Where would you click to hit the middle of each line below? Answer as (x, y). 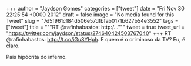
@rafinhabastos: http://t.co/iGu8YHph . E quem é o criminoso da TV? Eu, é (96, 39)
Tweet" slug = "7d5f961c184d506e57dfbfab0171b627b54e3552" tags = (92, 21)
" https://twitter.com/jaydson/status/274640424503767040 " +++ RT (89, 33)
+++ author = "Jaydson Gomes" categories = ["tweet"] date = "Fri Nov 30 (95, 8)
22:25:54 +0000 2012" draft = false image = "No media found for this (90, 15)
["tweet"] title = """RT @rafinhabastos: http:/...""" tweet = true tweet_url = (95, 27)
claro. (13, 46)
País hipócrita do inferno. (37, 57)
